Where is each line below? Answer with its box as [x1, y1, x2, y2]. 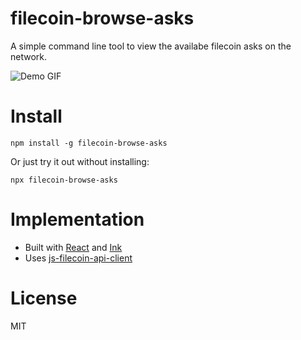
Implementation [10, 208, 145, 231]
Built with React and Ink [24, 241, 123, 253]
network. [10, 50, 48, 62]
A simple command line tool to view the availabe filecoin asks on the [10, 40, 292, 52]
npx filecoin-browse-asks [10, 175, 118, 185]
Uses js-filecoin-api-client [24, 252, 133, 264]
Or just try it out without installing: [10, 155, 150, 167]
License [10, 287, 78, 309]
